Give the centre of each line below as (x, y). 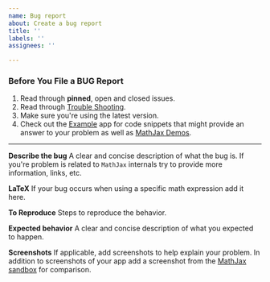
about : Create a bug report (55, 23)
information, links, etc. (45, 173)
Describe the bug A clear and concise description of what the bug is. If (126, 156)
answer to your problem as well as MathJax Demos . (106, 133)
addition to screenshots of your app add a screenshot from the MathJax (127, 261)
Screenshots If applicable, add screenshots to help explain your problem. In (134, 253)
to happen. (26, 237)
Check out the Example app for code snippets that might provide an (132, 124)
